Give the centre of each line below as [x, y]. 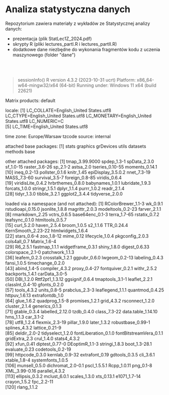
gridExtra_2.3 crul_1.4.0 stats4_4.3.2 [43, 338]
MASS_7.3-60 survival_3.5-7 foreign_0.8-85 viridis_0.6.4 [64, 177]
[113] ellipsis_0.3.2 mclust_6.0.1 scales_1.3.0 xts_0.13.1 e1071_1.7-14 [73, 376]
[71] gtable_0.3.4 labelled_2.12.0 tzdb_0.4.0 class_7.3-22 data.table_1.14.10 [81, 311]
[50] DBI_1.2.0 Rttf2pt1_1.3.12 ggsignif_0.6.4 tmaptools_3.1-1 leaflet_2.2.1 [79, 279]
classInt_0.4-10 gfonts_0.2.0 [35, 284]
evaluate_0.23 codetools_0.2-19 [38, 349]
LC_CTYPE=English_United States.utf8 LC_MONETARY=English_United [78, 116]
